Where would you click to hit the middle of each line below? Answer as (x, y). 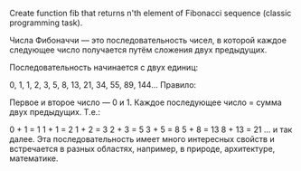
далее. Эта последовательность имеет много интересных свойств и (142, 139)
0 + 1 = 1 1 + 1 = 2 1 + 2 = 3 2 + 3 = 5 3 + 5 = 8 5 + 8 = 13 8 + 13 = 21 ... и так (151, 129)
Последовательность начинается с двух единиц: (104, 67)
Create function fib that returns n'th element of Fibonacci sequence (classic (150, 13)
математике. (34, 158)
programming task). (46, 23)
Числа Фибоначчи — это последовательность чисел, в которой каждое (148, 40)
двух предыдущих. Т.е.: (55, 112)
